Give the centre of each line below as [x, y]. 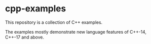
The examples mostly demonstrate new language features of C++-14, [76, 32]
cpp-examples [36, 9]
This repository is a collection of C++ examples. [54, 22]
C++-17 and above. [25, 37]
